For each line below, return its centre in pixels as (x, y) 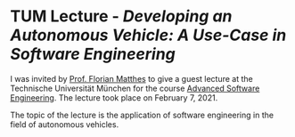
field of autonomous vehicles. (65, 124)
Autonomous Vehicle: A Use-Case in (148, 35)
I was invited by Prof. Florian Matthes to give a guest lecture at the (131, 78)
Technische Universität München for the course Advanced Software (135, 88)
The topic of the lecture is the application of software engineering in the (142, 115)
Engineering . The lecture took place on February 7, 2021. (114, 97)
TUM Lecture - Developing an (121, 16)
